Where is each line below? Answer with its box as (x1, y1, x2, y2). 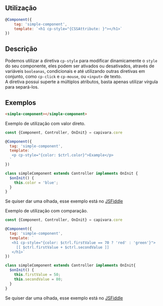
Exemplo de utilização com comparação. (5, 208, 88, 214)
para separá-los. (5, 84, 39, 90)
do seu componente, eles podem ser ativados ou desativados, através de (5, 63, 155, 69)
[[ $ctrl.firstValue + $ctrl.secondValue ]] (16, 245, 110, 250)
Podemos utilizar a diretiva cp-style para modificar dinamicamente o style (5, 58, 158, 64)
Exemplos (5, 99, 36, 107)
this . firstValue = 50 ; (14, 272, 61, 277)
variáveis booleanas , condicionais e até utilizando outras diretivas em (5, 68, 145, 74)
